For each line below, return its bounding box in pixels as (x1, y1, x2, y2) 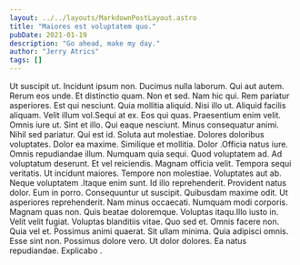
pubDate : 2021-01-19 (9, 30, 88, 39)
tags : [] (9, 56, 43, 65)
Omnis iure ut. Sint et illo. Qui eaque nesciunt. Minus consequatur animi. (9, 119, 279, 130)
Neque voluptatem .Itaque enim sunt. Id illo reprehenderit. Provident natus (9, 178, 286, 188)
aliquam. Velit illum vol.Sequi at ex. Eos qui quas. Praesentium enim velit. (9, 110, 282, 120)
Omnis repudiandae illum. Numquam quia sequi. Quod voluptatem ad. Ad (9, 148, 283, 159)
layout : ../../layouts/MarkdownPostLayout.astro (9, 13, 197, 23)
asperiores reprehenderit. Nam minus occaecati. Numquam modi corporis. (9, 197, 288, 208)
